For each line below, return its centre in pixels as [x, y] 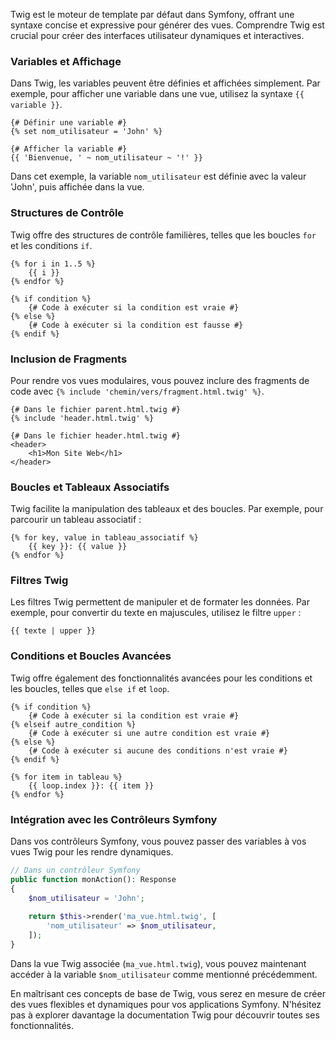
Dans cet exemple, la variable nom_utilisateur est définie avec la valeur [158, 176]
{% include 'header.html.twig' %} [82, 418]
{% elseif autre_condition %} [73, 724]
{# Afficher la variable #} [69, 149]
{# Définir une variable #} [69, 123]
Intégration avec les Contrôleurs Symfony [114, 819]
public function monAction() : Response [93, 879]
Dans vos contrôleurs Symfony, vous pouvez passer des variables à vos [158, 841]
